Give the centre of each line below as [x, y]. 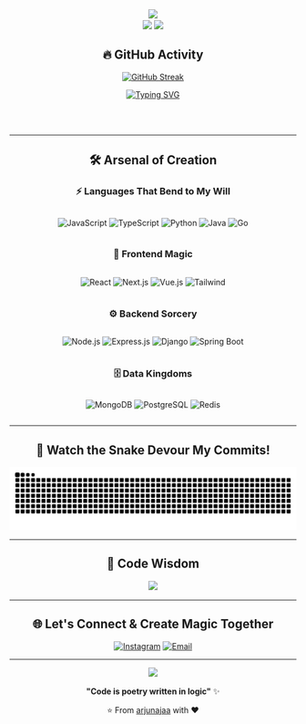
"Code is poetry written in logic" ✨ [153, 691]
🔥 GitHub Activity [153, 55]
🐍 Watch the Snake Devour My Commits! [153, 450]
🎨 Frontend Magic [153, 254]
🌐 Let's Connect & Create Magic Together [153, 624]
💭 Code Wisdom [153, 564]
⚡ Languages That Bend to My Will [153, 191]
